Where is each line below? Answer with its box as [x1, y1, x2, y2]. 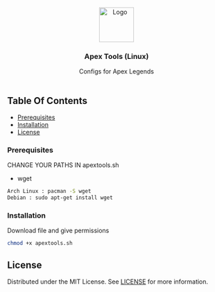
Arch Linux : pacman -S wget [7, 188, 92, 195]
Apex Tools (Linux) [84, 51, 149, 61]
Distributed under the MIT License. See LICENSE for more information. [7, 277, 209, 286]
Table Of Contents [7, 94, 88, 107]
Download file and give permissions [7, 226, 110, 235]
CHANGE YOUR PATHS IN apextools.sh [7, 161, 119, 169]
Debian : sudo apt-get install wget [7, 194, 113, 201]
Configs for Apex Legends [78, 67, 155, 76]
